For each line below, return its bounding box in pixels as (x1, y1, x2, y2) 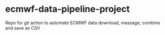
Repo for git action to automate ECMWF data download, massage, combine (5, 20, 160, 26)
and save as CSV (5, 25, 40, 31)
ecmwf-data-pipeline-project (5, 3, 130, 15)
